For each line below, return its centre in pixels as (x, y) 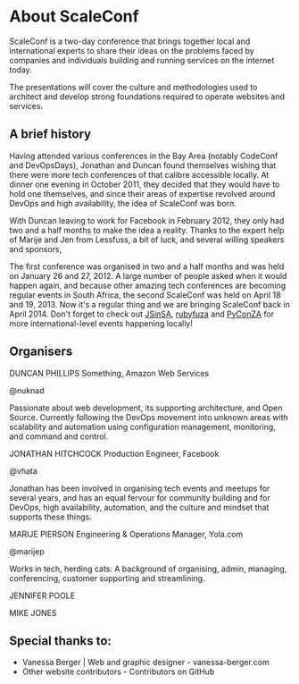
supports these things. (50, 517)
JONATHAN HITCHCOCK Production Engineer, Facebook (114, 453)
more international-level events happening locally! (101, 323)
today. (21, 70)
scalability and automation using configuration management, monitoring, (143, 426)
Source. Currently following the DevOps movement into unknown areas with (149, 417)
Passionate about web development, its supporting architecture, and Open (146, 408)
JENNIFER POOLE (42, 595)
